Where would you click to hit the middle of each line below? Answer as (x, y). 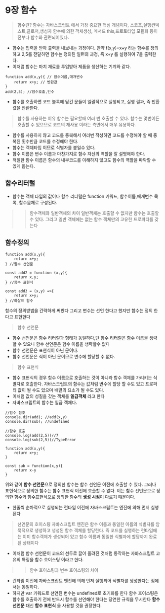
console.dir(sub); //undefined (37, 421)
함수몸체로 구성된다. (38, 202)
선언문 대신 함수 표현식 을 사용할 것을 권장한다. (57, 605)
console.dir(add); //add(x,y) (36, 417)
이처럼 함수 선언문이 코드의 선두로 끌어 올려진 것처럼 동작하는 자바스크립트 (83, 553)
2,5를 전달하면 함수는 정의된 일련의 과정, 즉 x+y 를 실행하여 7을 (82, 54)
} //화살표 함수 (19, 301)
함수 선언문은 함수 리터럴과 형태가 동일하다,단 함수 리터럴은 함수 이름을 (80, 338)
